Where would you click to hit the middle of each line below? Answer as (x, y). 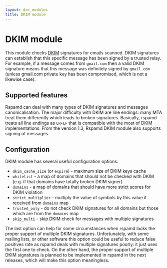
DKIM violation (27, 192)
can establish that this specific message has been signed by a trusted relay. (83, 58)
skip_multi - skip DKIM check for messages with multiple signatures (83, 219)
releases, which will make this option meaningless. (57, 261)
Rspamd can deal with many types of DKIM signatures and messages (77, 107)
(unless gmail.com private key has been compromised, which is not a (76, 74)
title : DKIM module (25, 14)
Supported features (36, 95)
